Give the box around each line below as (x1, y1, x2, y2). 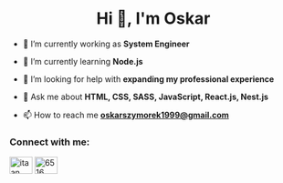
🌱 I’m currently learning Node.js (22, 56, 143, 66)
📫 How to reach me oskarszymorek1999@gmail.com (22, 109, 230, 120)
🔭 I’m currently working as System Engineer (22, 38, 190, 49)
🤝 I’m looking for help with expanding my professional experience (22, 73, 275, 85)
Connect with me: (9, 136, 90, 148)
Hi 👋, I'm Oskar (96, 8, 211, 29)
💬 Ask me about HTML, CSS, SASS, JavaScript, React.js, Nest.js (22, 91, 269, 102)
